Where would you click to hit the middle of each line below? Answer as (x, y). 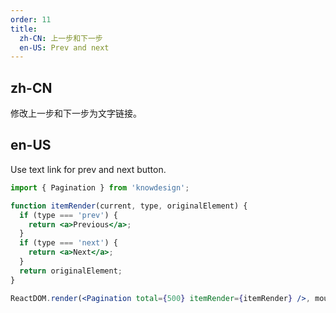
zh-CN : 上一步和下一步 (61, 38)
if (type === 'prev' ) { (68, 215)
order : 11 (31, 19)
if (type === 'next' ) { (68, 243)
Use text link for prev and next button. (88, 169)
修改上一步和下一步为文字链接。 (76, 113)
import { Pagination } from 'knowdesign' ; (100, 187)
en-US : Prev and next (64, 47)
